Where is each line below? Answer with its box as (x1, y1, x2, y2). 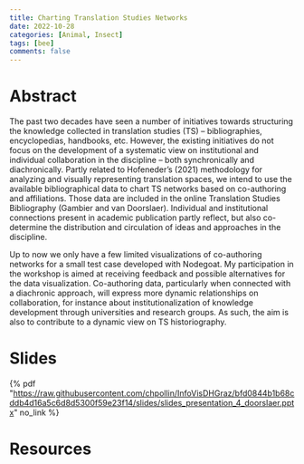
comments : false (9, 47, 71, 56)
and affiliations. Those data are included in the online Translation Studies (9, 193, 280, 204)
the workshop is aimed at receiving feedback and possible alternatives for (9, 268, 286, 279)
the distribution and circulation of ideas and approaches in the (49, 222, 281, 233)
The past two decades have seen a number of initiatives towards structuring (9, 116, 294, 127)
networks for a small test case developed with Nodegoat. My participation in (9, 259, 294, 270)
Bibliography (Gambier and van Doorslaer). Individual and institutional (9, 203, 269, 214)
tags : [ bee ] (9, 38, 54, 48)
